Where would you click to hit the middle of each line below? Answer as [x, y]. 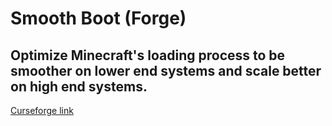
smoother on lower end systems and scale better [166, 70]
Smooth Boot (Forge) [98, 18]
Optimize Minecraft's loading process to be [148, 55]
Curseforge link [42, 110]
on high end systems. [79, 86]
